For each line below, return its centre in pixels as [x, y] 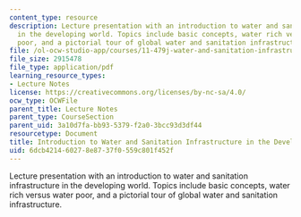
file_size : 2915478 [46, 59]
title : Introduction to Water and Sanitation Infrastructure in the [140, 142]
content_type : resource [54, 17]
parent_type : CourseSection [62, 117]
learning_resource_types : [57, 76]
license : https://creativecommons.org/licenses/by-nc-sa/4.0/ [128, 92]
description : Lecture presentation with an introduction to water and [144, 26]
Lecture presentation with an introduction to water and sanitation [129, 176]
